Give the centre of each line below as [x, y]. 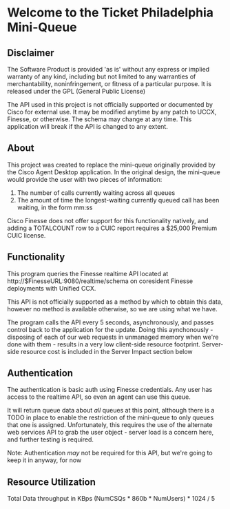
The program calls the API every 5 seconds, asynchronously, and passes [111, 322]
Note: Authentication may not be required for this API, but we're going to [110, 453]
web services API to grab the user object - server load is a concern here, [111, 433]
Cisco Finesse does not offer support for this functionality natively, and [108, 220]
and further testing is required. [51, 439]
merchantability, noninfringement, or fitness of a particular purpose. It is [109, 84]
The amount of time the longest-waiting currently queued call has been [118, 200]
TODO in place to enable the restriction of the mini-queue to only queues [111, 417]
